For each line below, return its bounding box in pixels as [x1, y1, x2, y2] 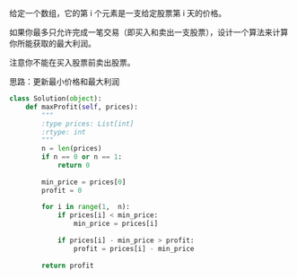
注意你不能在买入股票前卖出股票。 [9, 57, 135, 67]
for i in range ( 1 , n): [41, 203, 130, 212]
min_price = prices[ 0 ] [41, 178, 127, 187]
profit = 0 [41, 186, 83, 195]
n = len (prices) [41, 144, 102, 153]
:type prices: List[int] [41, 119, 135, 128]
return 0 [57, 161, 91, 170]
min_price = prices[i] [73, 219, 159, 229]
